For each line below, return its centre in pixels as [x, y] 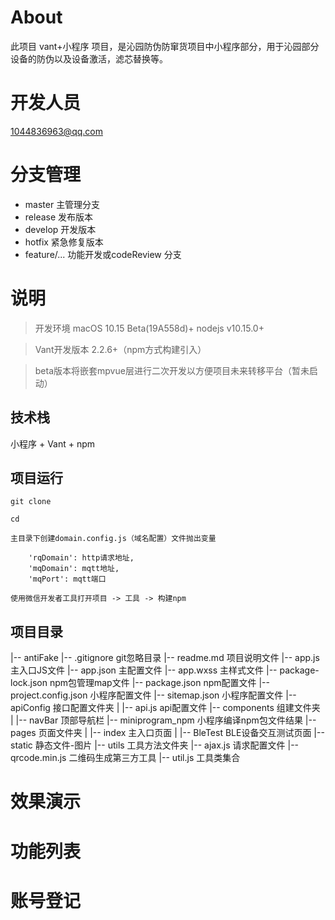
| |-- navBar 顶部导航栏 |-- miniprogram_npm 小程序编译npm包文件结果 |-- [163, 720]
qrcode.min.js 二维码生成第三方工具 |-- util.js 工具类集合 [125, 758]
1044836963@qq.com [56, 131]
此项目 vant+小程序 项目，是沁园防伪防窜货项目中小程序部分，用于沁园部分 [165, 46]
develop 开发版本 [60, 229]
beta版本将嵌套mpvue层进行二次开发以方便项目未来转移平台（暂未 [172, 370]
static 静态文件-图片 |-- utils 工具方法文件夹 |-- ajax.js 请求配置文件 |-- [155, 745]
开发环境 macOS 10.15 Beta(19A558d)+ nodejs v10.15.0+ [149, 328]
